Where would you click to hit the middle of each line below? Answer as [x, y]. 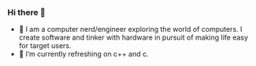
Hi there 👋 [27, 12]
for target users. [45, 46]
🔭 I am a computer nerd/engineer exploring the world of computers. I [130, 30]
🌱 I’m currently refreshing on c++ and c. [83, 54]
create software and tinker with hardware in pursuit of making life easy [134, 37]
